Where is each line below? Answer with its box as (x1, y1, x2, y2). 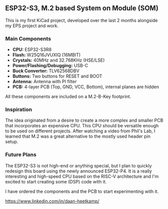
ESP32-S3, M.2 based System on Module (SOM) (5, 4, 159, 13)
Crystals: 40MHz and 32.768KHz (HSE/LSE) (12, 57, 105, 63)
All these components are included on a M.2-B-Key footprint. (5, 94, 131, 100)
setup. (5, 139, 19, 145)
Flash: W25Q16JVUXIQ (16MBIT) (12, 52, 81, 58)
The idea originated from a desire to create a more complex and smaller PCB (5, 117, 163, 123)
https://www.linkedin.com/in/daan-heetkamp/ (5, 198, 99, 204)
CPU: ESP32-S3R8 (12, 47, 52, 53)
